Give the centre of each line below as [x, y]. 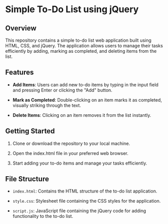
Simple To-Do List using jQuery [72, 9]
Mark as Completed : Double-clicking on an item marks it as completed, [87, 100]
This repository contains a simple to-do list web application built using [78, 40]
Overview [21, 28]
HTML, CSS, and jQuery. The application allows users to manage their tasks [84, 46]
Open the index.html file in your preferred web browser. [70, 153]
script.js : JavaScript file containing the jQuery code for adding [79, 211]
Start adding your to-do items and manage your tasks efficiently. [80, 163]
